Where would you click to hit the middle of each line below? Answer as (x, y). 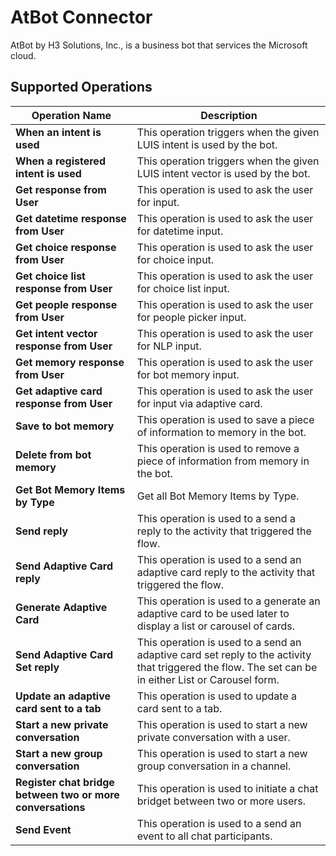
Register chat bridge (65, 782)
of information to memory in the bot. (221, 432)
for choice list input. (183, 288)
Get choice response (66, 247)
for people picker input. (191, 317)
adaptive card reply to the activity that (226, 572)
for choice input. (175, 259)
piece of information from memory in (223, 461)
